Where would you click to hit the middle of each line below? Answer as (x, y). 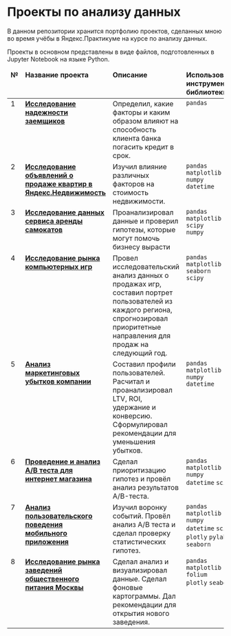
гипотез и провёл (142, 479)
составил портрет (143, 292)
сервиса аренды (54, 221)
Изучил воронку (140, 507)
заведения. (131, 622)
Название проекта (57, 74)
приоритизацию (139, 470)
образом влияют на (145, 121)
